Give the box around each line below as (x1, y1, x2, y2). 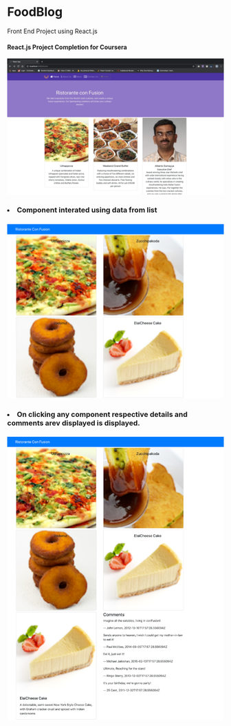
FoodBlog (7, 4, 63, 20)
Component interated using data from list (16, 205, 157, 215)
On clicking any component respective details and (16, 409, 188, 419)
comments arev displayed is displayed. (7, 418, 141, 428)
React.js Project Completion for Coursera (7, 43, 127, 51)
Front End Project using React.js (7, 27, 98, 35)
